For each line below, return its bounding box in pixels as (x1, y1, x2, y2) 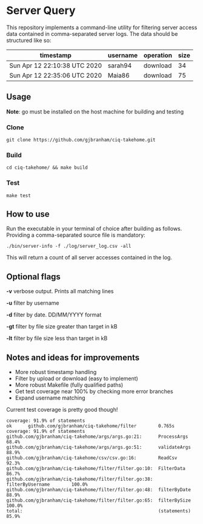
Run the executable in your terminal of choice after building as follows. (6, 225, 182, 233)
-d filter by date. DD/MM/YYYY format (6, 311, 102, 319)
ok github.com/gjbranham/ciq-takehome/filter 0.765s (6, 423, 175, 429)
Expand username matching (15, 394, 86, 401)
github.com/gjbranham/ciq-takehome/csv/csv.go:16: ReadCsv (6, 455, 178, 461)
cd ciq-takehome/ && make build (6, 165, 88, 171)
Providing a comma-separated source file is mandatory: (6, 231, 145, 239)
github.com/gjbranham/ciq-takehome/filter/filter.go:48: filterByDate (6, 487, 191, 493)
